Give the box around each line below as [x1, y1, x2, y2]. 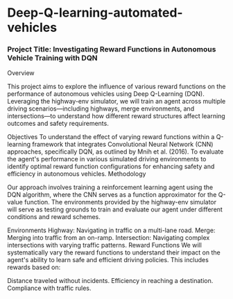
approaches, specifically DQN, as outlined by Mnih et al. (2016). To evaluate [7, 147, 224, 156]
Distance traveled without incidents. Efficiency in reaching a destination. [7, 277, 214, 285]
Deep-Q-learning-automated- [7, 5, 183, 21]
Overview [7, 69, 35, 77]
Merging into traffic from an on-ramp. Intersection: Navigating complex [7, 234, 210, 242]
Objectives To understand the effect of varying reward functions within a [7, 133, 215, 141]
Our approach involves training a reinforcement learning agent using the [7, 183, 214, 192]
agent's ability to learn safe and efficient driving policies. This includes [7, 256, 209, 264]
